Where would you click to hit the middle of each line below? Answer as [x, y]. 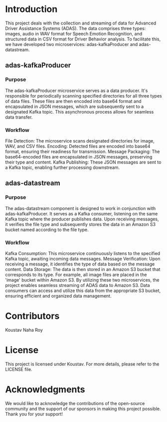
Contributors [32, 316]
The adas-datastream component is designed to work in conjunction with [81, 208]
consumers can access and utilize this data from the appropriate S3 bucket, [83, 290]
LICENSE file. [19, 369]
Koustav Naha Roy [24, 330]
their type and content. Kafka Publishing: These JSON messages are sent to [83, 162]
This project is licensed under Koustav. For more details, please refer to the [82, 364]
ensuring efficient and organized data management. [58, 295]
